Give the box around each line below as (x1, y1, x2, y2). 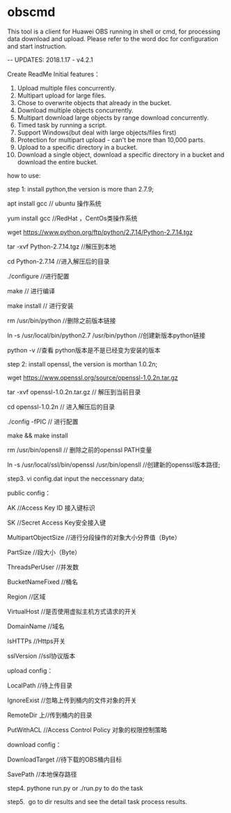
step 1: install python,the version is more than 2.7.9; (7, 185, 154, 193)
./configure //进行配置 (7, 272, 70, 280)
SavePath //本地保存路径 (7, 770, 78, 778)
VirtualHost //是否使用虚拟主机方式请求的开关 (7, 607, 137, 615)
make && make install (7, 431, 68, 440)
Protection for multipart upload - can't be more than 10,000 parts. (17, 135, 205, 144)
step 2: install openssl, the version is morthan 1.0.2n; (7, 359, 158, 368)
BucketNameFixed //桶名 (7, 578, 79, 586)
